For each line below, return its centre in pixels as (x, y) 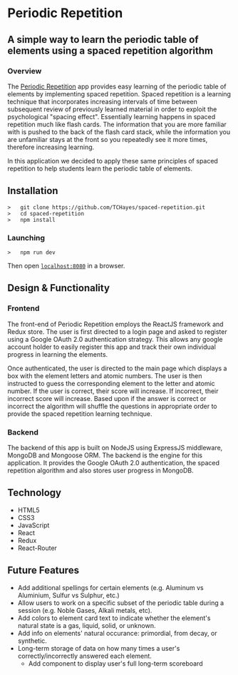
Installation (33, 191)
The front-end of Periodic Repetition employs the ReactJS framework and (115, 324)
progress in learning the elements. (58, 354)
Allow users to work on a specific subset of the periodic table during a (121, 603)
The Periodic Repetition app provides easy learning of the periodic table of (117, 86)
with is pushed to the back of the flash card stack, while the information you (119, 132)
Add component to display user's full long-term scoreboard (115, 663)
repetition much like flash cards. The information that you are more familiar (117, 124)
